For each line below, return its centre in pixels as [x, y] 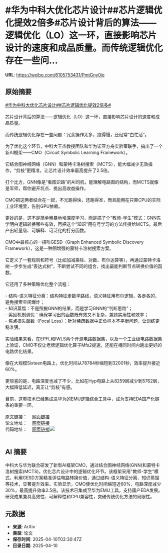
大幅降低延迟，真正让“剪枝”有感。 [40, 387]
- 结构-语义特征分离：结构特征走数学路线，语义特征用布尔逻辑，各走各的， [82, 296]
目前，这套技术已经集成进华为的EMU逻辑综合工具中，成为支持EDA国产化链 [82, 399]
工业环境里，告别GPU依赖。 [34, 206]
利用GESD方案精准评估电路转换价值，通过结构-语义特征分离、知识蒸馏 [86, 478]
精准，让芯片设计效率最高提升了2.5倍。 [71, 170]
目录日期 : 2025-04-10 [35, 545]
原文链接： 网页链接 [27, 417]
